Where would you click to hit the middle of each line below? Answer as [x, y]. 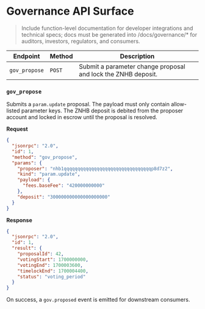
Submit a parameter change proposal [132, 67]
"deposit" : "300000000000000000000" [64, 197]
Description [137, 56]
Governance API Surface [70, 11]
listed [13, 111]
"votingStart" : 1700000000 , [53, 260]
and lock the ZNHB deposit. [118, 74]
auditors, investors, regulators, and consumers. [81, 41]
